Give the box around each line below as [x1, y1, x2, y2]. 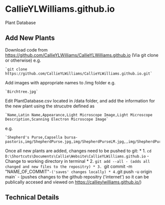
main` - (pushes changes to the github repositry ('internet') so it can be [5, 174, 149, 179]
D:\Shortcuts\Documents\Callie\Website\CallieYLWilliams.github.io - [5, 153, 149, 159]
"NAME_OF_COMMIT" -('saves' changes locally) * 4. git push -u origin [5, 168, 152, 175]
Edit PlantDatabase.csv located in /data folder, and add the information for [5, 98, 155, 103]
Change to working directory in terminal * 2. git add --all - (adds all [5, 158, 150, 164]
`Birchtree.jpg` [5, 89, 38, 94]
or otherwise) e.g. [5, 57, 41, 63]
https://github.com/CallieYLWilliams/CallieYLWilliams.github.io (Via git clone [5, 52, 159, 58]
